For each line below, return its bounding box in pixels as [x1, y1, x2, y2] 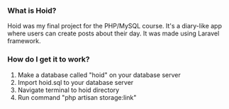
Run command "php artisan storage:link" [17, 93, 137, 101]
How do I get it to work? [7, 54, 90, 64]
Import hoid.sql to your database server [17, 78, 134, 86]
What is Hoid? [7, 6, 57, 16]
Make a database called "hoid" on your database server [17, 70, 181, 79]
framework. [7, 37, 41, 45]
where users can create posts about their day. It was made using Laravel [7, 29, 220, 38]
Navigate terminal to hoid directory [17, 86, 120, 94]
